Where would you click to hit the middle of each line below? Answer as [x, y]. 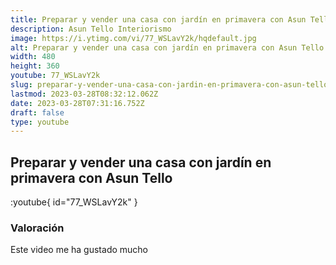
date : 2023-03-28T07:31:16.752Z [77, 103]
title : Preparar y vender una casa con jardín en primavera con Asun [158, 19]
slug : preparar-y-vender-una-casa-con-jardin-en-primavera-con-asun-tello [169, 85]
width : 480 [33, 57]
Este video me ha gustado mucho [79, 250]
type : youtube [40, 122]
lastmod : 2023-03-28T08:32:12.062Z [84, 94]
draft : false [37, 112]
